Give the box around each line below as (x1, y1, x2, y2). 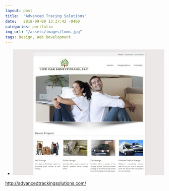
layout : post (5, 8, 33, 13)
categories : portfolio (5, 24, 53, 29)
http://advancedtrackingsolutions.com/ (5, 180, 87, 186)
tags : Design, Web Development (5, 35, 71, 40)
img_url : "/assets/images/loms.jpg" (5, 29, 82, 35)
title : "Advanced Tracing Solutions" (5, 13, 87, 19)
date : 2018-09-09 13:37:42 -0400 (5, 19, 80, 24)
